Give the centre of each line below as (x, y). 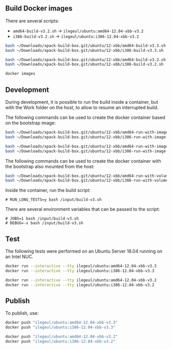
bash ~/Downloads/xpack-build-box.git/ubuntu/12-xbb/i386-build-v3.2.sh (84, 64)
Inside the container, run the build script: (48, 190)
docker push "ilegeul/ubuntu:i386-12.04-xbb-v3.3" (60, 327)
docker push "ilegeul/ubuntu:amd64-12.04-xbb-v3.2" (61, 337)
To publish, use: (22, 313)
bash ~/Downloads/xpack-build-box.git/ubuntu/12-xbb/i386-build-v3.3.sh (84, 50)
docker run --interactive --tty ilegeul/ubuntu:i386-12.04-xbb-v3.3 (80, 271)
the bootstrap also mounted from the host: (50, 166)
